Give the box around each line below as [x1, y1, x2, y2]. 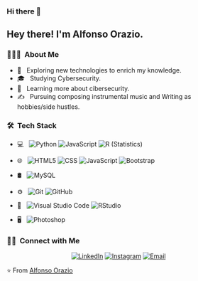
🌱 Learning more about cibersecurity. [16, 84, 130, 92]
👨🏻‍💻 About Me [6, 50, 60, 60]
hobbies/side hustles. [16, 102, 80, 111]
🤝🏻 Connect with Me [6, 235, 80, 245]
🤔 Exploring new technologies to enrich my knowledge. [16, 65, 182, 74]
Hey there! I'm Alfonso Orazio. [6, 28, 143, 41]
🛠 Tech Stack [6, 120, 57, 130]
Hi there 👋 [6, 6, 42, 16]
